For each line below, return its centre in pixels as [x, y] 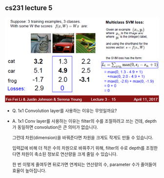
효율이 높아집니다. [29, 171]
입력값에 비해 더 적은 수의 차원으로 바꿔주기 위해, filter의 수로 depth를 [78, 148]
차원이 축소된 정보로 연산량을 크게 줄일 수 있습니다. [70, 154]
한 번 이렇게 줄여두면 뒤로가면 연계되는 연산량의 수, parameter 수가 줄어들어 [84, 165]
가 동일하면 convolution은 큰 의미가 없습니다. [55, 127]
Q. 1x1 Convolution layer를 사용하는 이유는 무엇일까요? [64, 111]
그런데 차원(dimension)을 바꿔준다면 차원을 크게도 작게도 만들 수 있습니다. [83, 138]
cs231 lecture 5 [29, 8]
